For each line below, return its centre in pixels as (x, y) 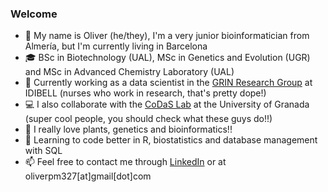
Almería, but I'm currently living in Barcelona (116, 46)
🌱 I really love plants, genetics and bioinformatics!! (128, 129)
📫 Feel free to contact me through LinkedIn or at (125, 162)
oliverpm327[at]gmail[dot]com (88, 176)
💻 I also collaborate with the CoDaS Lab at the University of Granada (167, 104)
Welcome (34, 14)
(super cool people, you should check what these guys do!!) (148, 119)
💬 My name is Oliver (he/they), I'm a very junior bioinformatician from (167, 36)
